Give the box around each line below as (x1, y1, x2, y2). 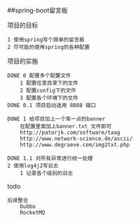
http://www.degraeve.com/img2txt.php (20, 141, 130, 148)
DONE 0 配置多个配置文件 (7, 72, 71, 79)
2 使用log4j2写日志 (7, 162, 59, 169)
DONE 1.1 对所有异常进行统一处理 (7, 155, 93, 162)
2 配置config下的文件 (20, 87, 77, 94)
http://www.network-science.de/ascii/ (20, 135, 133, 142)
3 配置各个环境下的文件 (20, 95, 78, 102)
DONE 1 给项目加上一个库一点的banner (7, 116, 106, 123)
